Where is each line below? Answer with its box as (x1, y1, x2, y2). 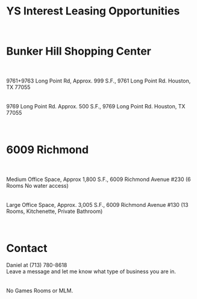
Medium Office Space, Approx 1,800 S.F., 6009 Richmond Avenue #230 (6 (6, 176, 191, 183)
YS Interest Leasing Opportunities (6, 4, 180, 18)
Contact (6, 242, 48, 255)
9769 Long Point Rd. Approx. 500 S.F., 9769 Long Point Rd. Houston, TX (6, 103, 186, 110)
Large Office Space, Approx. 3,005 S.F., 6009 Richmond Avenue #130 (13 (6, 202, 189, 209)
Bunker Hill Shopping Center (6, 45, 152, 58)
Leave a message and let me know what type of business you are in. (6, 268, 177, 275)
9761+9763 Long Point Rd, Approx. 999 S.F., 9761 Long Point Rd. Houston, (6, 77, 191, 85)
